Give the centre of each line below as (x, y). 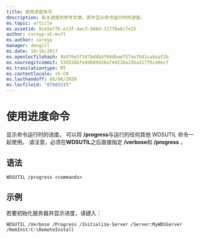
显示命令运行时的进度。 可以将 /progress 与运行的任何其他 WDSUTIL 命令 (98, 134)
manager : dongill (28, 46)
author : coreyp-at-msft (36, 34)
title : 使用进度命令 (29, 12)
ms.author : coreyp (29, 40)
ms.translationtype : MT (36, 68)
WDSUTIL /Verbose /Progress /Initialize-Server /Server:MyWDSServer (94, 224)
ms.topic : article (29, 23)
